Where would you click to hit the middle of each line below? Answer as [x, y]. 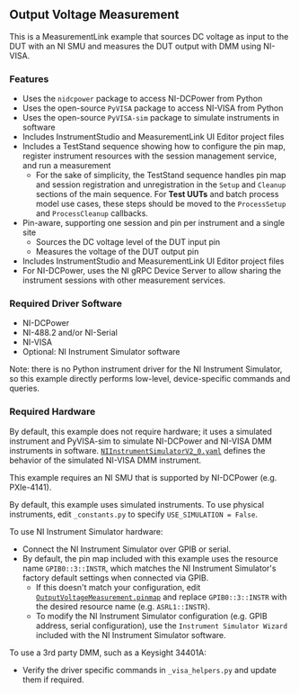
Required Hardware [53, 411]
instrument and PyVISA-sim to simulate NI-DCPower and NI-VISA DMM [141, 441]
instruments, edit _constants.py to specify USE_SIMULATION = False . [134, 514]
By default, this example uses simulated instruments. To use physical [137, 504]
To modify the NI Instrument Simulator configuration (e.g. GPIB [151, 616]
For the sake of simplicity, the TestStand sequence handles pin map [161, 176]
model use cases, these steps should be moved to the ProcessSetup [161, 204]
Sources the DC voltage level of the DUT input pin [128, 242]
